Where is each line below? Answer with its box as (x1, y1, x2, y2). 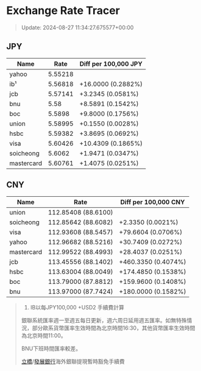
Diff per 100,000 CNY (120, 197, 185, 206)
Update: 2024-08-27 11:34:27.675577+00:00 (21, 24, 134, 31)
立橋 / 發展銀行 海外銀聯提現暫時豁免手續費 (21, 358, 125, 365)
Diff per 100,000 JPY (79, 59, 143, 68)
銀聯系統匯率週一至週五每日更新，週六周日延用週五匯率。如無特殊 (21, 316, 187, 323)
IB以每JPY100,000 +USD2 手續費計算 (30, 303, 125, 311)
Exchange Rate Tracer (6, 4, 121, 18)
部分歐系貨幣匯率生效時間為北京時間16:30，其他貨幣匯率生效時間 (32, 324, 196, 331)
